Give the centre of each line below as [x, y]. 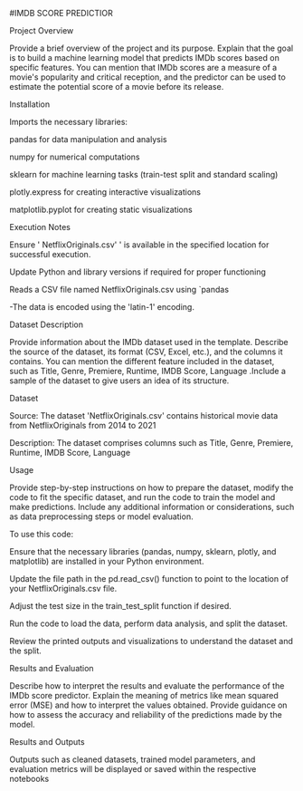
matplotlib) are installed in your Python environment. [107, 561]
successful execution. [50, 254]
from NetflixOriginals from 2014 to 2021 [83, 425]
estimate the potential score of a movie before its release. [117, 87]
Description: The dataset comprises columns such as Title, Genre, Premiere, [151, 443]
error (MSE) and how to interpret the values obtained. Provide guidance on [148, 705]
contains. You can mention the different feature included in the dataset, [142, 361]
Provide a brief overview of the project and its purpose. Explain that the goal [151, 48]
